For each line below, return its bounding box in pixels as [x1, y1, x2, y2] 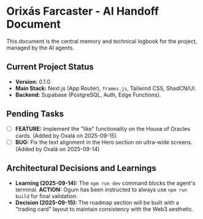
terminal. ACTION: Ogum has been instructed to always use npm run [15, 185, 188, 193]
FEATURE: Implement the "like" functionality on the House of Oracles [15, 125, 191, 132]
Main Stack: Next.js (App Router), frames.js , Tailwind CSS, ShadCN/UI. [15, 84, 196, 92]
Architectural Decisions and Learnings [6, 163, 156, 174]
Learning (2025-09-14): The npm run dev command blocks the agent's [15, 179, 196, 187]
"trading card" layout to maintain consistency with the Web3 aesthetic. [15, 205, 194, 212]
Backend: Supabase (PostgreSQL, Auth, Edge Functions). [15, 91, 161, 98]
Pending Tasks [6, 109, 64, 119]
